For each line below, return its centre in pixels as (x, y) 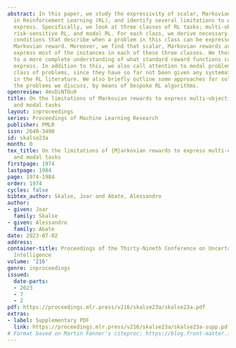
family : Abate (34, 229)
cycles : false (28, 190)
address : (20, 242)
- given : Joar (28, 210)
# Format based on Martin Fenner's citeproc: (75, 333)
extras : (19, 314)
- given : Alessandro (38, 222)
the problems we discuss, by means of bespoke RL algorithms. (106, 86)
